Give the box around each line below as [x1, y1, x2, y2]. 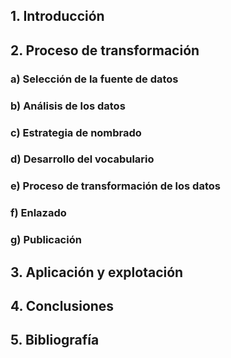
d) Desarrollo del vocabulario [10, 152, 155, 166]
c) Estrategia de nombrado [10, 125, 142, 139]
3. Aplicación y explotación [10, 264, 184, 281]
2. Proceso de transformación [10, 42, 200, 59]
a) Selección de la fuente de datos [10, 72, 179, 86]
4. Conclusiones [10, 298, 115, 315]
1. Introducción [10, 8, 105, 25]
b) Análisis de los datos [10, 99, 126, 113]
